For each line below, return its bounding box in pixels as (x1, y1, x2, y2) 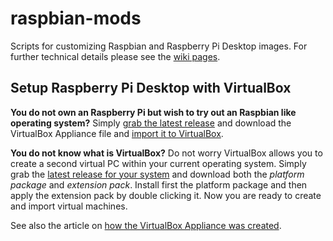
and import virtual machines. (10, 200, 128, 212)
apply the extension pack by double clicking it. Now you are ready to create (10, 189, 322, 201)
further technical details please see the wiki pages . (10, 50, 221, 62)
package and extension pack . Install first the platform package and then (10, 178, 308, 191)
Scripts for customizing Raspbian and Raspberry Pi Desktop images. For (10, 40, 308, 52)
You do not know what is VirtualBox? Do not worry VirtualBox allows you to (10, 147, 323, 159)
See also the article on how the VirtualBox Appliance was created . (10, 219, 282, 231)
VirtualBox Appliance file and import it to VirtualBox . (10, 127, 224, 139)
